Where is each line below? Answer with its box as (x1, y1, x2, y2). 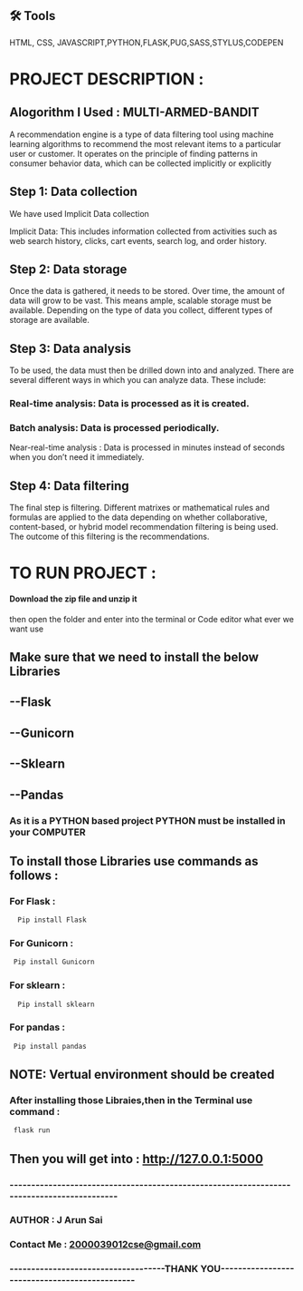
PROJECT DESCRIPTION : (9, 69, 204, 89)
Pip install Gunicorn (13, 957, 95, 967)
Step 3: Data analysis (9, 340, 132, 357)
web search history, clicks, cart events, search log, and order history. (9, 235, 267, 246)
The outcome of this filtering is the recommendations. (9, 531, 210, 543)
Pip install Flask (17, 915, 88, 924)
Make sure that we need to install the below (9, 650, 260, 665)
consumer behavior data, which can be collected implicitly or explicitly (9, 158, 272, 169)
